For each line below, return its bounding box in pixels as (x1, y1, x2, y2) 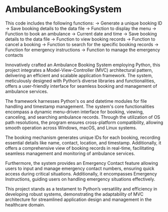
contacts (5, 52, 24, 58)
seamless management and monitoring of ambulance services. (5, 150, 135, 156)
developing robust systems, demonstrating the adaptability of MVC (5, 191, 144, 197)
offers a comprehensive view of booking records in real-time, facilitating (5, 145, 154, 151)
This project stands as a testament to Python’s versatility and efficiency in (5, 185, 157, 191)
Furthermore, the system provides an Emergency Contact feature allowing (5, 160, 158, 166)
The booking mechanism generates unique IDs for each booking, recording (5, 134, 160, 140)
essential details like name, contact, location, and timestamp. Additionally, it (5, 139, 161, 146)
